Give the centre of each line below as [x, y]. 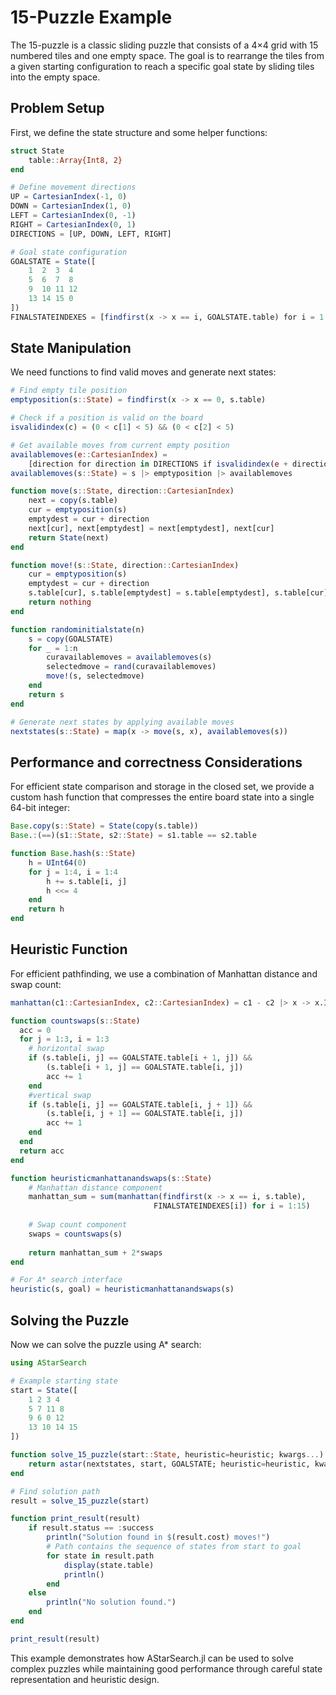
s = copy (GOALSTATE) [71, 639]
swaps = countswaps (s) [75, 1234]
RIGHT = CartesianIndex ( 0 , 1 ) [73, 224]
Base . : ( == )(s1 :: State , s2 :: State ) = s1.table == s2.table [133, 836]
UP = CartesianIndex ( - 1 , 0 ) [69, 197]
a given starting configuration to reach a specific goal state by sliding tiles [162, 66]
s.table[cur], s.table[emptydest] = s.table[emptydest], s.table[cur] [178, 593]
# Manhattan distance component [95, 1187]
